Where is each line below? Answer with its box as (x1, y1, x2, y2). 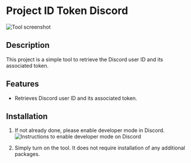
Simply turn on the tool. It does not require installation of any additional (14, 144, 185, 151)
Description (6, 40, 50, 50)
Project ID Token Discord (6, 4, 129, 18)
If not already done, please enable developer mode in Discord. (14, 127, 165, 134)
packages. (14, 151, 40, 158)
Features (6, 79, 39, 89)
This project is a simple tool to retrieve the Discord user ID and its (6, 56, 164, 63)
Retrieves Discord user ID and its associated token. (14, 95, 137, 102)
